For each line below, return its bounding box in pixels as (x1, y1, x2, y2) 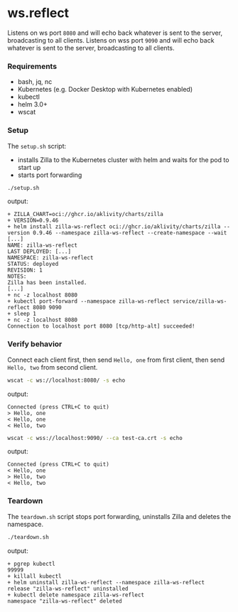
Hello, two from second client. (7, 363, 98, 371)
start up (17, 163, 41, 171)
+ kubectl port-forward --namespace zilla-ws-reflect (7, 298, 171, 305)
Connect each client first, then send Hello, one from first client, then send (7, 355, 225, 364)
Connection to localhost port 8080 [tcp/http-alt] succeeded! (7, 323, 195, 330)
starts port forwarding (17, 171, 82, 179)
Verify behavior (7, 339, 63, 349)
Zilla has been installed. (7, 279, 87, 286)
